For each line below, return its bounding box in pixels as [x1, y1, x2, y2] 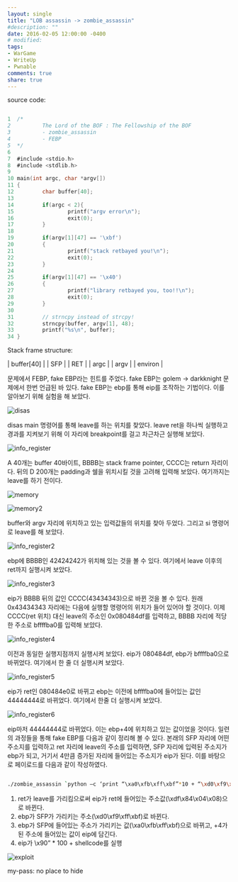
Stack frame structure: [7, 346, 73, 355]
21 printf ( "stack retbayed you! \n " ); [7, 247, 170, 255]
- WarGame [7, 50, 37, 57]
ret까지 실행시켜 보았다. [7, 565, 72, 574]
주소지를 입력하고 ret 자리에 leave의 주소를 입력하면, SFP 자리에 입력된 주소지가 [7, 742, 227, 752]
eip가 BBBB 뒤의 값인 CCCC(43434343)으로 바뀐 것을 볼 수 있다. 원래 [7, 594, 203, 603]
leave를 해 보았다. [14, 527, 65, 536]
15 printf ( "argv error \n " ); [7, 208, 141, 215]
